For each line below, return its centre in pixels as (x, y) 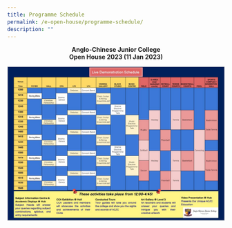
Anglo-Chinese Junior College (116, 50)
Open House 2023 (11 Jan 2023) (116, 57)
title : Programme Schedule (46, 15)
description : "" (30, 29)
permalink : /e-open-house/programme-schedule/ (75, 22)
